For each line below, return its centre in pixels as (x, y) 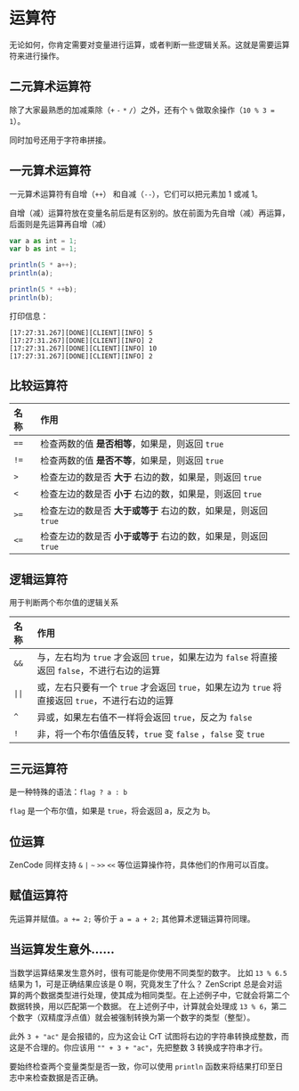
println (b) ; (31, 298)
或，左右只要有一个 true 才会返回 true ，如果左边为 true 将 (159, 687)
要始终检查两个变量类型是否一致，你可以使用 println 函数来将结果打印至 (142, 1066)
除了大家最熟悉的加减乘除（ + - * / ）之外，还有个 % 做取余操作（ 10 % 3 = (142, 110)
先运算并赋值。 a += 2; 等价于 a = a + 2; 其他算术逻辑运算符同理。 (132, 918)
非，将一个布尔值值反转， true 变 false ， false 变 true (151, 734)
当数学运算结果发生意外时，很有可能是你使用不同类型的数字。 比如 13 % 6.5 (148, 972)
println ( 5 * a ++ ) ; (43, 265)
